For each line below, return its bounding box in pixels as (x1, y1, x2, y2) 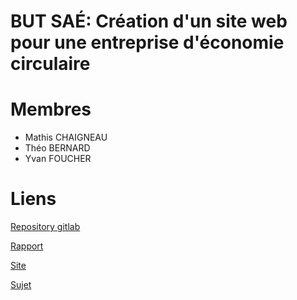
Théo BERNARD (24, 142, 91, 154)
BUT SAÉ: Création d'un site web (10, 10, 288, 33)
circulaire (10, 53, 91, 75)
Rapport (10, 240, 44, 252)
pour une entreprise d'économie (10, 31, 285, 54)
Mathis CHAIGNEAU (24, 131, 108, 144)
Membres (10, 98, 92, 121)
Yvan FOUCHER (24, 153, 92, 165)
